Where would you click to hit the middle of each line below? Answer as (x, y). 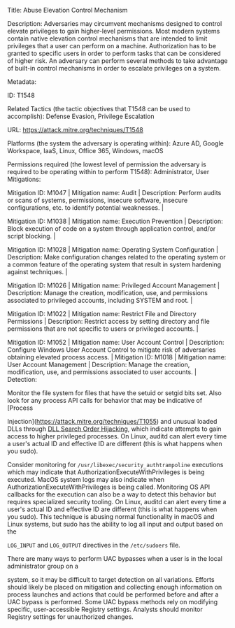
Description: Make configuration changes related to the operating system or (116, 257)
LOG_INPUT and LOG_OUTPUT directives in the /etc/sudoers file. (94, 545)
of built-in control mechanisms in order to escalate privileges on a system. (114, 68)
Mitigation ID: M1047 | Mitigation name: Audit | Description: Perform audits (114, 193)
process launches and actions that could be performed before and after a (113, 594)
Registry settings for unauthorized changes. (71, 617)
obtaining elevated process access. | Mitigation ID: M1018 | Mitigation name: (117, 357)
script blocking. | (31, 236)
